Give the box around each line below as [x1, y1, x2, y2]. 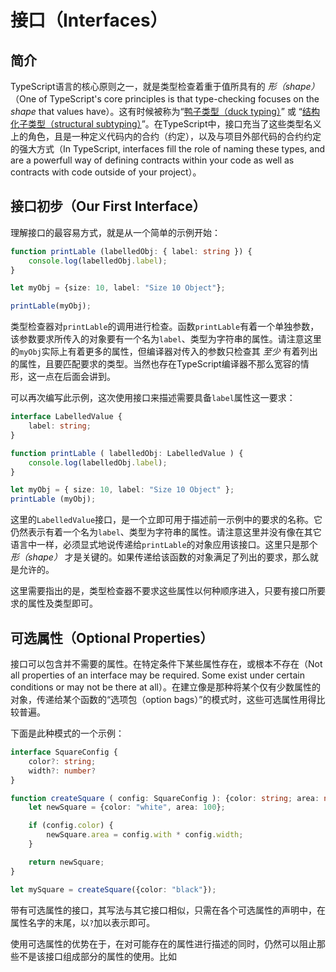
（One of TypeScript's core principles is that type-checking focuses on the [10, 93, 320, 105]
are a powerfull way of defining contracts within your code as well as [10, 154, 295, 166]
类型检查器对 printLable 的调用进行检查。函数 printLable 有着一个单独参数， [10, 321, 320, 333]
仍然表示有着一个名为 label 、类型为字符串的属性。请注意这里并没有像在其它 [10, 526, 322, 538]
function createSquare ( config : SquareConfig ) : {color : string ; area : [10, 793, 320, 803]
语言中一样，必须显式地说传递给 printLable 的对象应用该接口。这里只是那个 [10, 539, 318, 551]
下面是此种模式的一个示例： [10, 727, 125, 739]
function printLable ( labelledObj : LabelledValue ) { [10, 448, 244, 458]
